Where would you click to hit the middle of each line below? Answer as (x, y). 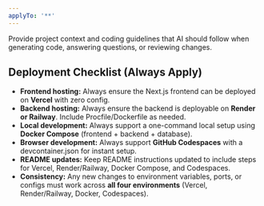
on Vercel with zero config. (65, 100)
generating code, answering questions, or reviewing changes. (110, 47)
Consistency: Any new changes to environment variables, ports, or (131, 176)
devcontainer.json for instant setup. (78, 151)
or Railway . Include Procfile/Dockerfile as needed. (103, 117)
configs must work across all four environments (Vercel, (114, 185)
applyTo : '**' (32, 16)
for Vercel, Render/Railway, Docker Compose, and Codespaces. (125, 168)
